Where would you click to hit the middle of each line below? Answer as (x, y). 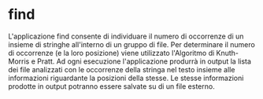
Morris (19, 61)
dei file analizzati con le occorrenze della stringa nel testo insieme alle (122, 69)
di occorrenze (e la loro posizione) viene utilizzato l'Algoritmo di (111, 53)
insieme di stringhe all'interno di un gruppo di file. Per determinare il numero (132, 44)
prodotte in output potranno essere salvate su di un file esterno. (111, 86)
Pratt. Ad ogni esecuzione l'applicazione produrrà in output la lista (144, 61)
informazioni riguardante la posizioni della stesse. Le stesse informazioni (126, 78)
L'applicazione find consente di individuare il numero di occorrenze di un (126, 36)
